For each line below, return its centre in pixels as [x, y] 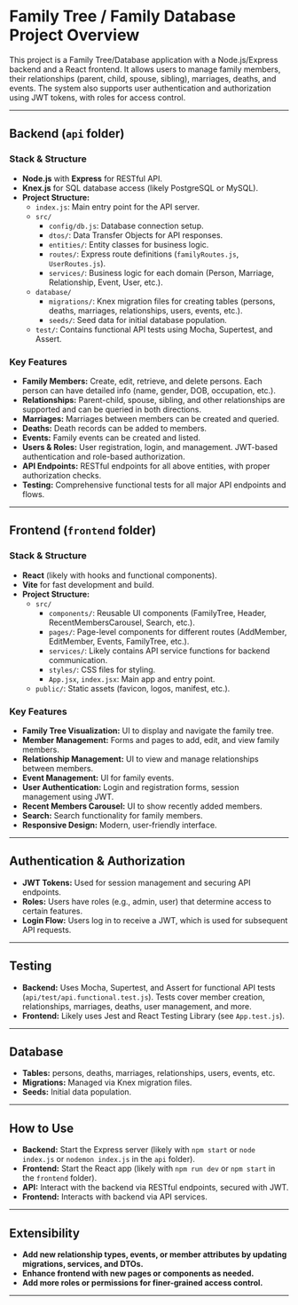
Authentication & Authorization [98, 862]
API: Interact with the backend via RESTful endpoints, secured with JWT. [155, 1188]
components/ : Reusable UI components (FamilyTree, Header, [157, 613]
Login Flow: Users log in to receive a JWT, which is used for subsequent [155, 920]
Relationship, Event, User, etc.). [106, 282]
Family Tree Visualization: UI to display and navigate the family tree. [148, 731]
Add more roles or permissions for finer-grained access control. [142, 1282]
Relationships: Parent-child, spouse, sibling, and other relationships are [153, 399]
